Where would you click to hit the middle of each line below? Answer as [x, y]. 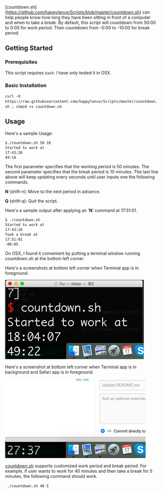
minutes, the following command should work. [51, 476]
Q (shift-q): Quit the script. [32, 201]
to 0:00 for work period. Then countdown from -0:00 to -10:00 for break [77, 28]
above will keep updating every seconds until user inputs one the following [80, 177]
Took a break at [21, 234]
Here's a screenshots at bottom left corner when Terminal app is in [72, 268]
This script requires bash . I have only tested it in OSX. [58, 73]
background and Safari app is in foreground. [49, 372]
